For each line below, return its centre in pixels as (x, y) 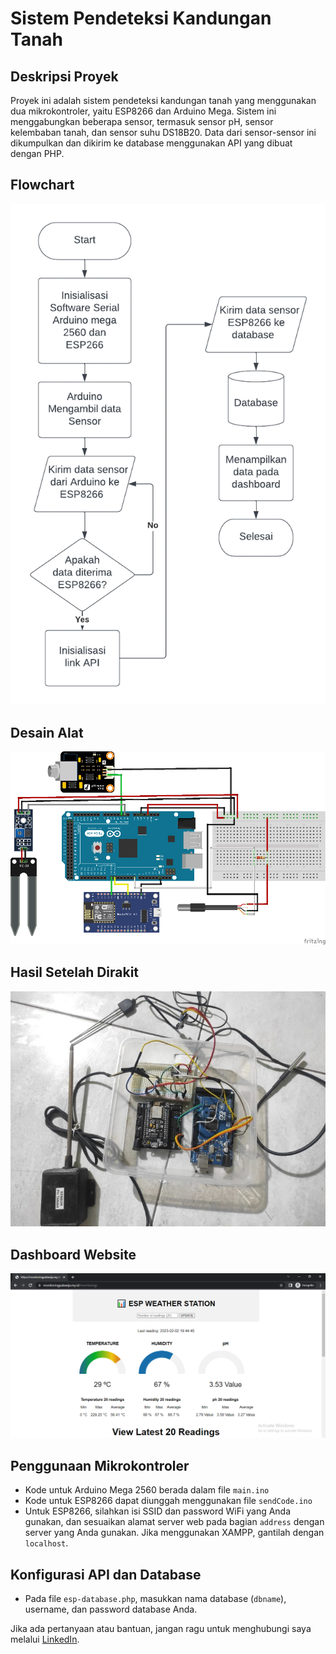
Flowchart (42, 185)
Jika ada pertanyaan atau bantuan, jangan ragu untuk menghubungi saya (161, 1629)
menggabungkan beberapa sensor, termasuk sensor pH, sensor (142, 121)
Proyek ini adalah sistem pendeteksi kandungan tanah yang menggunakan (163, 100)
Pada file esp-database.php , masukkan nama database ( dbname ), (155, 1599)
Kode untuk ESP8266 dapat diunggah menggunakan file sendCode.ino (168, 1501)
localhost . (46, 1543)
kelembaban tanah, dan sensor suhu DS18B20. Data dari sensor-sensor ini (163, 132)
